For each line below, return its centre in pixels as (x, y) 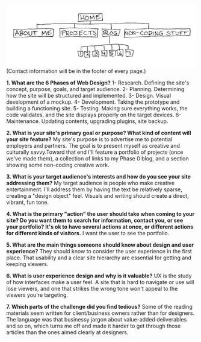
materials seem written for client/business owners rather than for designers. (100, 313)
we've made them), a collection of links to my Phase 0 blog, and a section (98, 158)
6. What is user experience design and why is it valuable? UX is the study (99, 276)
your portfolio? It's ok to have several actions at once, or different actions (100, 226)
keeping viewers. (27, 264)
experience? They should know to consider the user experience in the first (99, 251)
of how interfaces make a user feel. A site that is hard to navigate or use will (100, 282)
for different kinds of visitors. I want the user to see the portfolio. (88, 233)
